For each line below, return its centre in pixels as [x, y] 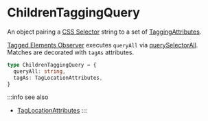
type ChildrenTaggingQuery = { [52, 65]
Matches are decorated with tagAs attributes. [71, 52]
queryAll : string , [40, 71]
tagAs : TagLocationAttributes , [58, 78]
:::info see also [28, 97]
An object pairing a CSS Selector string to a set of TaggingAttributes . [104, 32]
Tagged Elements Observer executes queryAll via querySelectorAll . [103, 45]
